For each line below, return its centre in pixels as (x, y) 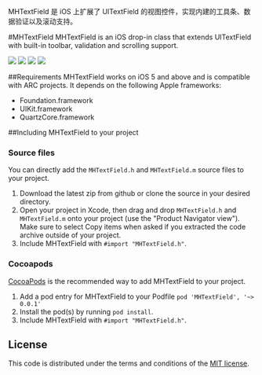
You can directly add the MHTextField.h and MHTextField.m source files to (126, 170)
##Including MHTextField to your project (73, 132)
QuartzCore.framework (57, 117)
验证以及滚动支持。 (45, 21)
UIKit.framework (46, 109)
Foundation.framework (56, 100)
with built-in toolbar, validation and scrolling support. (93, 45)
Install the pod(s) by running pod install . (86, 311)
